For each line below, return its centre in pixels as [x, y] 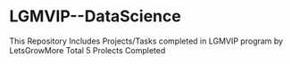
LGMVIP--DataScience [95, 16]
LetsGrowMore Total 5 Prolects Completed [88, 50]
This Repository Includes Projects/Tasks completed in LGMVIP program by [146, 41]
